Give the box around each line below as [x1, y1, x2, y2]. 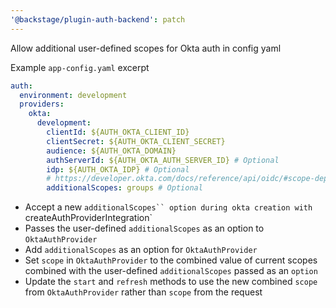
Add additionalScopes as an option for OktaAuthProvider [24, 244, 258, 256]
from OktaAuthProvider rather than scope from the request [24, 286, 263, 298]
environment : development [19, 90, 128, 100]
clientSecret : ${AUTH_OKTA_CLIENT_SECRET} [46, 136, 226, 146]
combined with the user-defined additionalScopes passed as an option [24, 265, 318, 277]
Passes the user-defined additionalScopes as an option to [24, 222, 265, 235]
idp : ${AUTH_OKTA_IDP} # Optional [46, 164, 190, 175]
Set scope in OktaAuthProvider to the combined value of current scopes [24, 254, 318, 266]
